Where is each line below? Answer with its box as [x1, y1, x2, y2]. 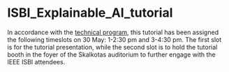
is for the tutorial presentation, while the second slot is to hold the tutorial [7, 43, 218, 51]
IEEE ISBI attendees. [7, 57, 66, 66]
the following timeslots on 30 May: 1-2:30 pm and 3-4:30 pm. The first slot [7, 35, 222, 43]
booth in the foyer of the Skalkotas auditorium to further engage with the [7, 50, 216, 59]
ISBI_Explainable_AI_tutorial [7, 5, 173, 21]
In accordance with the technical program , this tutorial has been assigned [7, 28, 219, 36]
